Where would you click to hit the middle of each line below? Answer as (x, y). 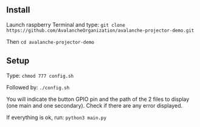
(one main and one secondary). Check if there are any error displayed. (95, 105)
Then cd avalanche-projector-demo (50, 41)
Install (18, 10)
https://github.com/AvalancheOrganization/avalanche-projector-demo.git (100, 30)
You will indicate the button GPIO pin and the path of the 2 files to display (98, 99)
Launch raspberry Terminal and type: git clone (66, 24)
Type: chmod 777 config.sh (40, 75)
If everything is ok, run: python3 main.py (57, 117)
